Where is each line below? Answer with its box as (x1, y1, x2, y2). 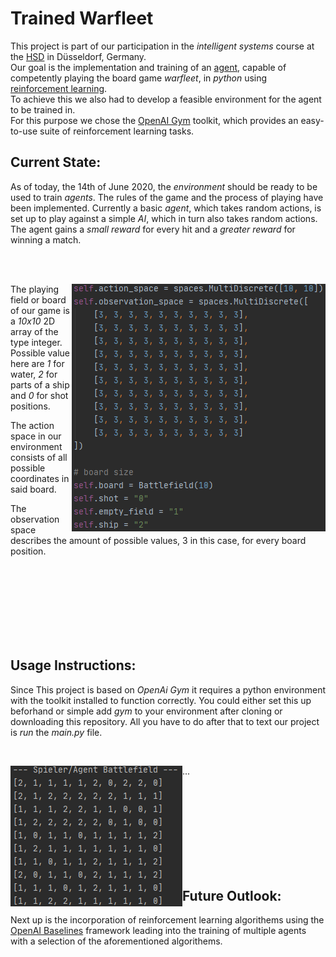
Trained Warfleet (10, 7, 154, 30)
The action (10, 419, 55, 431)
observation (10, 513, 60, 525)
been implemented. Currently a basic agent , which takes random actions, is (10, 202, 322, 214)
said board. (10, 483, 57, 495)
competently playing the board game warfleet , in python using (10, 72, 268, 84)
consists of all (10, 451, 68, 463)
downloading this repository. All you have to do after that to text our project (10, 715, 320, 727)
